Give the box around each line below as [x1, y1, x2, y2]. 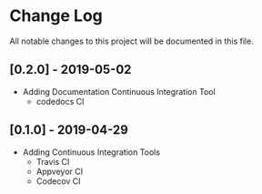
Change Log [9, 5, 103, 26]
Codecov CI [35, 175, 81, 187]
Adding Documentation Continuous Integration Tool [22, 86, 216, 97]
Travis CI [35, 156, 70, 167]
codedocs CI [35, 96, 85, 107]
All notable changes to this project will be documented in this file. [9, 36, 255, 46]
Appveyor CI [35, 166, 84, 177]
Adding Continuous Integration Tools [22, 147, 161, 158]
